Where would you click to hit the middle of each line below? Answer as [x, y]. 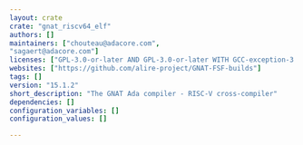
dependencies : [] [42, 102]
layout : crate [36, 18]
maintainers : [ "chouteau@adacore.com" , [85, 43]
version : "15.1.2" [44, 85]
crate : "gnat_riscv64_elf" [60, 26]
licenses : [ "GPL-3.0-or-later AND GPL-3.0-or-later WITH [119, 60]
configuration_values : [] [58, 119]
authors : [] [32, 34]
